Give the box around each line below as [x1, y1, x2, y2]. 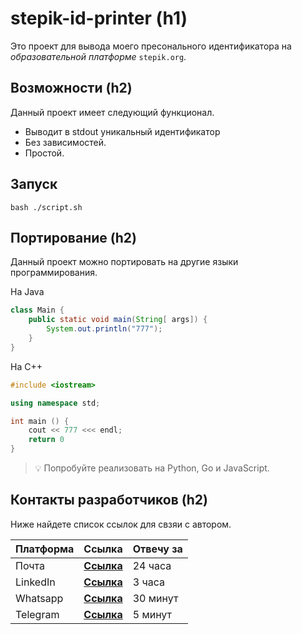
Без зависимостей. [24, 136, 107, 148]
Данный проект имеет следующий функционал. [10, 106, 215, 118]
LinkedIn [15, 575, 56, 589]
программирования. [10, 267, 98, 279]
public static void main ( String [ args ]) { [28, 315, 208, 325]
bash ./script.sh [10, 202, 83, 212]
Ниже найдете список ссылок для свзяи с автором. [10, 518, 232, 530]
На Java [10, 286, 45, 298]
